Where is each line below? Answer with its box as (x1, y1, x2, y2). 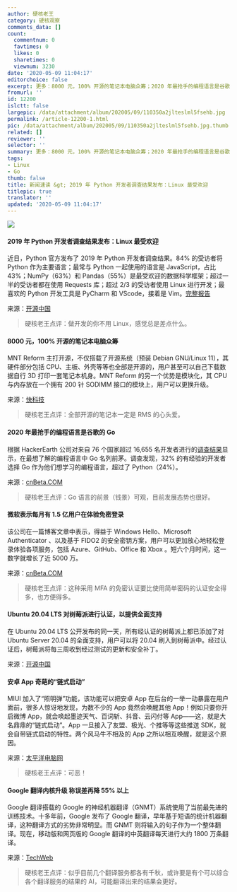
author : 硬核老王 (7, 10, 54, 18)
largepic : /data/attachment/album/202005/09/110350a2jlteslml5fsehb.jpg (7, 109, 226, 116)
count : (7, 30, 27, 37)
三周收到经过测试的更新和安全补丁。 (56, 645, 162, 654)
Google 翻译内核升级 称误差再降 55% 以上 (7, 786, 129, 794)
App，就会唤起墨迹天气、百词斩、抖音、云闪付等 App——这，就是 (27, 712, 220, 721)
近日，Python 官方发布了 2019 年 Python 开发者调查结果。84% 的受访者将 (7, 254, 223, 262)
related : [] (7, 129, 42, 136)
